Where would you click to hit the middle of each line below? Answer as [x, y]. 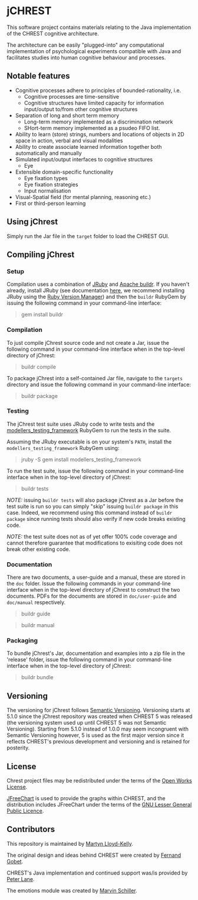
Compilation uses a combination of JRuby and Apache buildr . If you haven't [98, 284]
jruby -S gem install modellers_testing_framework [81, 459]
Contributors [31, 829]
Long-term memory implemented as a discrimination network [98, 122]
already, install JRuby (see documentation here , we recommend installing [96, 291]
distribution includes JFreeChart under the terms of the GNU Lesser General [99, 805]
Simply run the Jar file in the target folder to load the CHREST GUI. [88, 236]
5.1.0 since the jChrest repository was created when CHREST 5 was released [100, 716]
